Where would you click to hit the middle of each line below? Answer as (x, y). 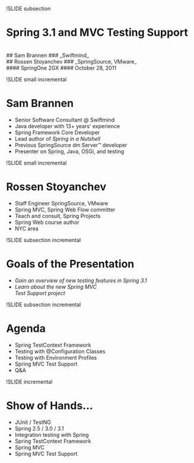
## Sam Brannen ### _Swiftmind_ (47, 55)
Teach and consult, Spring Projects (58, 215)
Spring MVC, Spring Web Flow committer (65, 210)
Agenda (26, 328)
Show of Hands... (50, 405)
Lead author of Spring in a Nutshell (58, 138)
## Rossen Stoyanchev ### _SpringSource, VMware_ (71, 61)
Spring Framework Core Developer (57, 132)
